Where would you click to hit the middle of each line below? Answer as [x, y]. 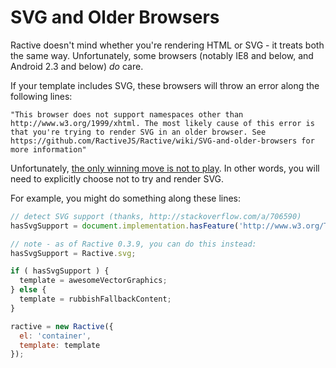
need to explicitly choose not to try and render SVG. [117, 178]
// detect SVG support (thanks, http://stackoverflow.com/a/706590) [156, 216]
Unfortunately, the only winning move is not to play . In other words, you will [165, 168]
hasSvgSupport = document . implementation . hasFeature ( [125, 226]
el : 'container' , [55, 336]
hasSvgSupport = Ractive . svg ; [73, 253]
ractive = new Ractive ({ [62, 326]
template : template [60, 345]
